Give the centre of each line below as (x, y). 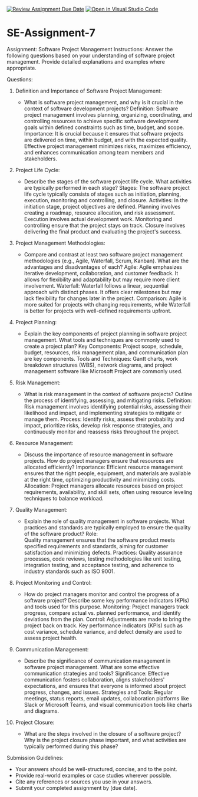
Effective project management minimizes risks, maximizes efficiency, (108, 146)
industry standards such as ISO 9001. (70, 571)
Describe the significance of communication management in (97, 661)
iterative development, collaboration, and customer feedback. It (101, 273)
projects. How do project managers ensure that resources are (99, 460)
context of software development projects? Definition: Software (101, 108)
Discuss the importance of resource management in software (98, 455)
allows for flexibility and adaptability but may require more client (102, 279)
